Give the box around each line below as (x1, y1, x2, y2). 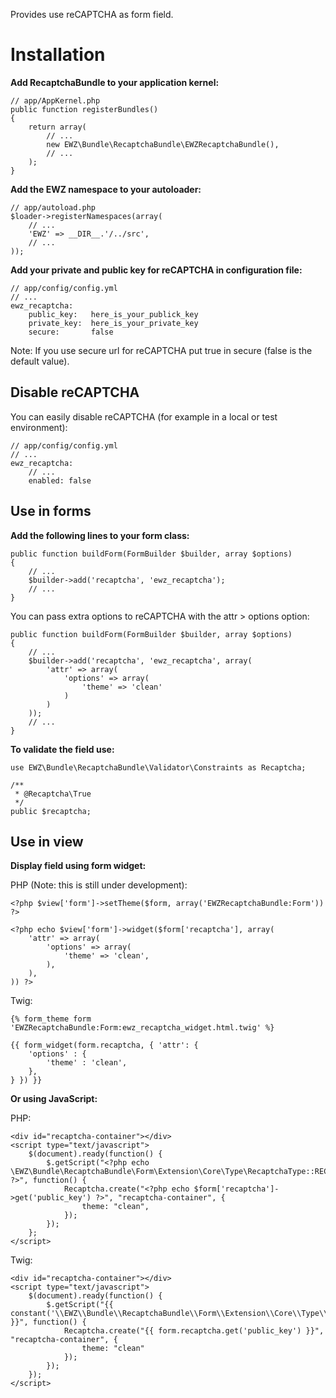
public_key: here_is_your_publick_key (28, 309, 199, 319)
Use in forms (10, 503, 92, 520)
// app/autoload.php (10, 202, 97, 213)
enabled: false (28, 475, 92, 486)
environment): (10, 421, 68, 433)
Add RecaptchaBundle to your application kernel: (10, 76, 220, 88)
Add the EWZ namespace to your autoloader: (10, 183, 202, 195)
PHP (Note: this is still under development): (10, 879, 188, 891)
